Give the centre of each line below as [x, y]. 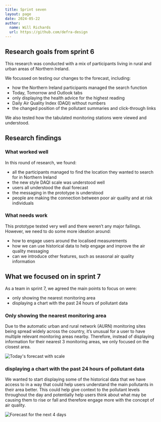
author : [13, 23]
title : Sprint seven [26, 9]
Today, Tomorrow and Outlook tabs [47, 92]
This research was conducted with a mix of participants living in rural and [78, 63]
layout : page [18, 14]
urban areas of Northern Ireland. [37, 69]
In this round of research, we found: [41, 162]
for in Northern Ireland [34, 177]
